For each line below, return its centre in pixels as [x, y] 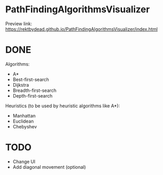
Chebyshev [25, 126]
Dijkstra [21, 85]
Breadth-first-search [35, 90]
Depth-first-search [33, 95]
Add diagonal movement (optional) [49, 167]
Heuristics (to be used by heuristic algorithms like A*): [63, 106]
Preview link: [19, 24]
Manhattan [24, 115]
